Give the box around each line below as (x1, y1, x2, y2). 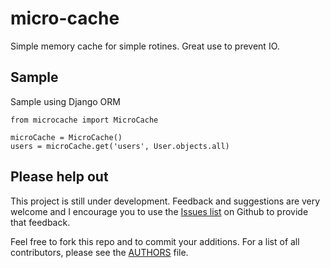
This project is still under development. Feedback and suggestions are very (10, 195, 321, 207)
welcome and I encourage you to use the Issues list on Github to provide (10, 205, 309, 217)
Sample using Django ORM (10, 95, 121, 107)
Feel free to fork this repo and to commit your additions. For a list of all (10, 235, 300, 247)
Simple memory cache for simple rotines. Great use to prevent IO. (10, 40, 280, 52)
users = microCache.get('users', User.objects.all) (10, 141, 230, 151)
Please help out (10, 168, 109, 186)
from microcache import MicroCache (10, 115, 159, 125)
